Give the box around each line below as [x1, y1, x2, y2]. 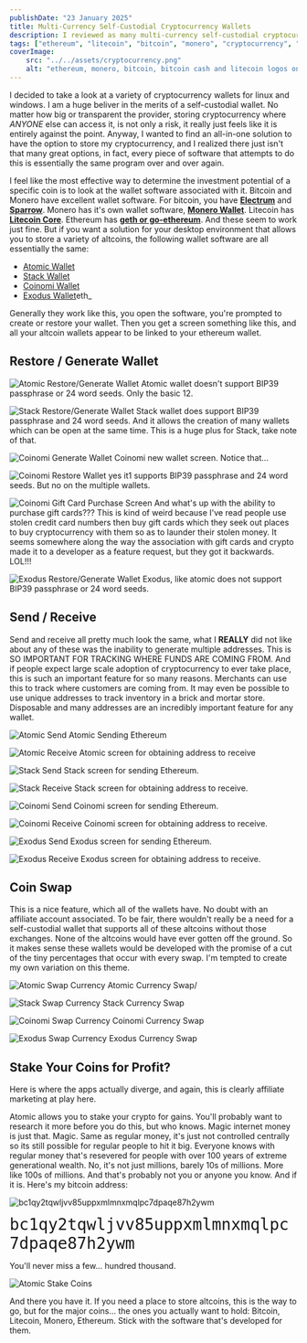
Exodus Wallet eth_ [22, 290, 92, 301]
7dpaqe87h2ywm [9, 1233, 135, 1253]
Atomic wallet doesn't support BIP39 [141, 378, 279, 389]
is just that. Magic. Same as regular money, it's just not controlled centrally [9, 1131, 291, 1142]
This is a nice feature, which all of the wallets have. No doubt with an [9, 904, 269, 915]
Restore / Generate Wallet [9, 354, 159, 369]
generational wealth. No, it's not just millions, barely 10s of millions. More [9, 1160, 284, 1171]
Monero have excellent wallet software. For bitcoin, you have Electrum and [9, 194, 292, 206]
